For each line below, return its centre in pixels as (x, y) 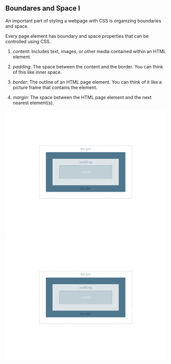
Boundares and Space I (43, 8)
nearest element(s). (33, 103)
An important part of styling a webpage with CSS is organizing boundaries (83, 20)
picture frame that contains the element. (55, 87)
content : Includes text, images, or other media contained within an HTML (89, 51)
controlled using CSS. (28, 41)
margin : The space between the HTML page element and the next (82, 97)
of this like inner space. (37, 72)
